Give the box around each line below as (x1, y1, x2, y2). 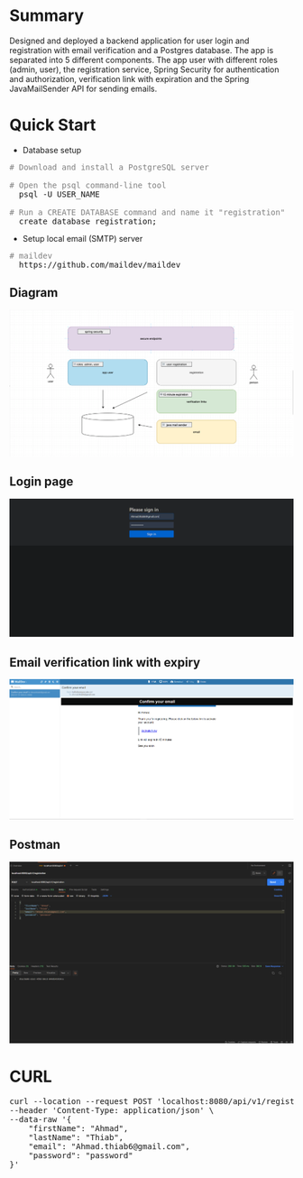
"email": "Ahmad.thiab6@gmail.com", (28, 1141, 191, 1151)
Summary (9, 5, 84, 26)
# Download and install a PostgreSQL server (9, 161, 210, 172)
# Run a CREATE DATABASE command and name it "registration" (9, 207, 286, 217)
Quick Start (9, 115, 96, 135)
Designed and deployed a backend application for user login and (9, 35, 250, 46)
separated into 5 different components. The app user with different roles (9, 54, 278, 65)
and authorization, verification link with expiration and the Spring (9, 73, 250, 84)
